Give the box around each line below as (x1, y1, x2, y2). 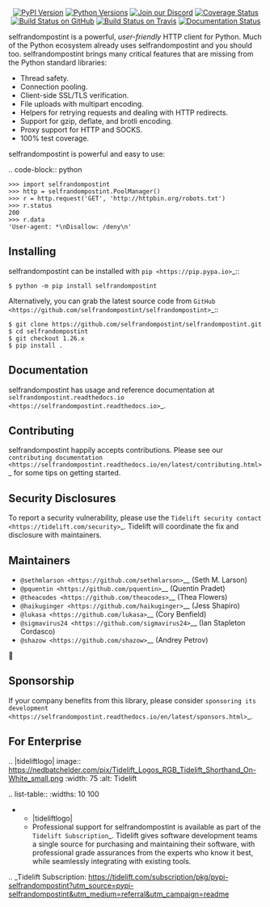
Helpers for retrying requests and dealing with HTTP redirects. (19, 108, 229, 117)
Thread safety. (19, 74, 70, 82)
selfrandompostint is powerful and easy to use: (8, 150, 166, 158)
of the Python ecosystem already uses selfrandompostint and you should (8, 40, 253, 50)
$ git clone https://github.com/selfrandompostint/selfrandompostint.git (8, 320, 263, 328)
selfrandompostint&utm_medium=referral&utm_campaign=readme (8, 889, 230, 899)
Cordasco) (19, 626, 56, 636)
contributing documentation (8, 453, 103, 462)
